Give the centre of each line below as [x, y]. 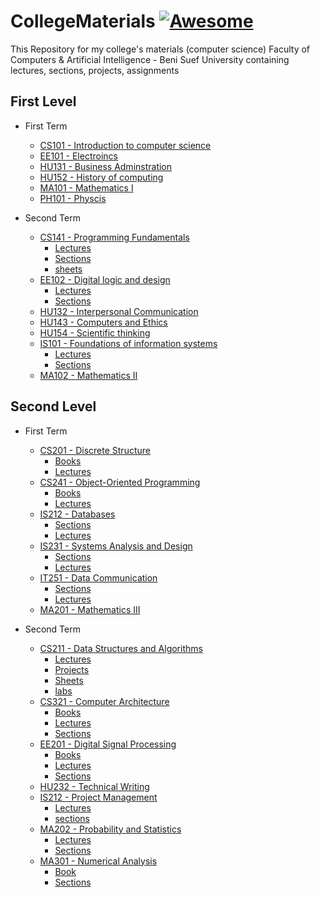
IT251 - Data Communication [98, 577]
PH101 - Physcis [73, 198]
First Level [43, 101]
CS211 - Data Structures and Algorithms [121, 648]
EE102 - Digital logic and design [105, 279]
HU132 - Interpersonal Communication [119, 311]
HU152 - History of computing [101, 177]
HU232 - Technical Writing [94, 786]
